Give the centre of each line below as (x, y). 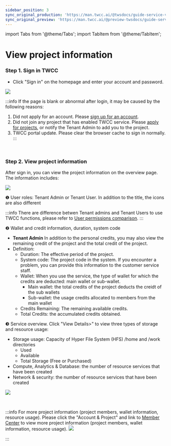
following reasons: (25, 107)
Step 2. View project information (46, 161)
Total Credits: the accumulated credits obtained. (70, 314)
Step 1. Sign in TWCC (32, 71)
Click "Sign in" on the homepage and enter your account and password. (88, 82)
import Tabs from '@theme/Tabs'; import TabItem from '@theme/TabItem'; (83, 34)
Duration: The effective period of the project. (67, 254)
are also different (23, 203)
